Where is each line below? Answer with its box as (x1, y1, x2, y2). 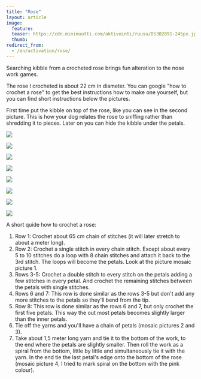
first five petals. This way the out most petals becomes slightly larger (14, 309, 185, 316)
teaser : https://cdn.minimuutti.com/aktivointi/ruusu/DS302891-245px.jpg (11, 31, 199, 37)
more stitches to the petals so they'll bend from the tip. (14, 296, 150, 303)
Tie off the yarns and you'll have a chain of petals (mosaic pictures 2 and (14, 321, 195, 329)
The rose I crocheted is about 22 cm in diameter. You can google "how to (6, 82, 187, 89)
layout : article (6, 14, 47, 20)
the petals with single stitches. (14, 283, 90, 291)
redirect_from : (6, 43, 44, 49)
